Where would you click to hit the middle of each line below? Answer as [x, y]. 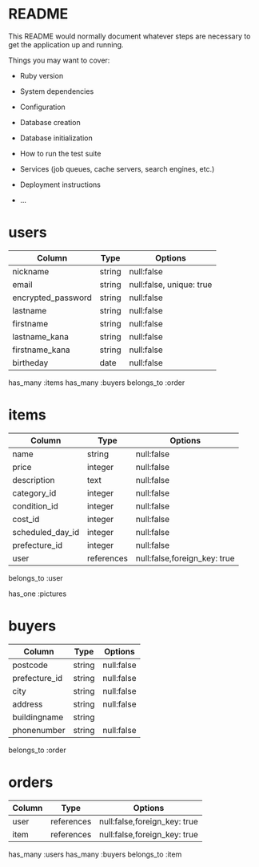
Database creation [50, 122]
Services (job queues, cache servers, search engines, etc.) [117, 168]
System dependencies [57, 91]
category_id [34, 492]
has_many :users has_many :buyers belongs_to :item [95, 854]
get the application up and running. [66, 44]
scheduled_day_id [46, 532]
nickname [31, 271]
